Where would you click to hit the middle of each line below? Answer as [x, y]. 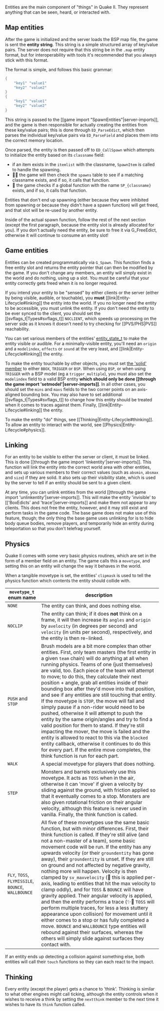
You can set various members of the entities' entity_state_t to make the [76, 338]
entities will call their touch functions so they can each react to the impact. [80, 962]
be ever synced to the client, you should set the [53, 313]
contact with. [56, 945]
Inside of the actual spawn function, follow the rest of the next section [75, 220]
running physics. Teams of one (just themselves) [97, 664]
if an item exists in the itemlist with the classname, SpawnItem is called [83, 164]
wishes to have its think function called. [45, 1005]
